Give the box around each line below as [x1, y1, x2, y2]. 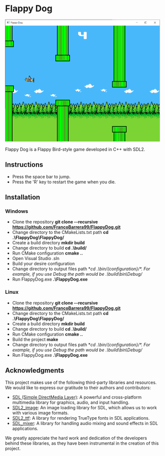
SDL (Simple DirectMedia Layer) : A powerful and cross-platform [12, 394, 142, 400]
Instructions [5, 161, 43, 169]
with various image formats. [12, 410, 69, 416]
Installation [5, 193, 40, 201]
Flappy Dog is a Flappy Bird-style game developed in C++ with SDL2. [5, 146, 145, 152]
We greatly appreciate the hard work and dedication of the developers [5, 435, 147, 441]
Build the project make [12, 336, 58, 342]
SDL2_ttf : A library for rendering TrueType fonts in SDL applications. [12, 415, 150, 421]
